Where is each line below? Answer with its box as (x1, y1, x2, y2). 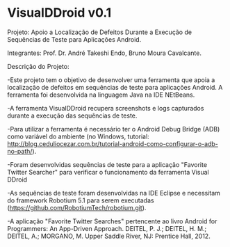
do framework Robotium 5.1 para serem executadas (7, 196, 154, 205)
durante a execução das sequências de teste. (7, 111, 138, 120)
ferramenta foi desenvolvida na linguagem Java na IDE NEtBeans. (7, 90, 195, 99)
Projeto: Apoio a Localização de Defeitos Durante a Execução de (7, 28, 192, 36)
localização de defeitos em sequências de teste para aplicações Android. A (7, 83, 223, 91)
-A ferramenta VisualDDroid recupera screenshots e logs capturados (7, 104, 204, 112)
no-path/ (7, 147, 33, 155)
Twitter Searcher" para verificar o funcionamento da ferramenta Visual (7, 168, 210, 176)
